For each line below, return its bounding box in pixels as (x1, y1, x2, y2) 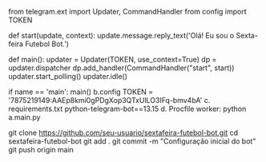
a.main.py (8, 113, 41, 122)
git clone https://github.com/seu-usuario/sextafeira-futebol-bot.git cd (8, 128, 239, 137)
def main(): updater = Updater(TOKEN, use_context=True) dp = (8, 55, 217, 64)
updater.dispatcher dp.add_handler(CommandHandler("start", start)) (8, 63, 235, 73)
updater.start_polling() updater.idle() (8, 72, 128, 81)
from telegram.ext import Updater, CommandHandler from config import (8, 7, 247, 16)
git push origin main (8, 145, 75, 154)
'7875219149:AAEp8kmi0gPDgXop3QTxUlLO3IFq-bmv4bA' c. (8, 96, 211, 105)
